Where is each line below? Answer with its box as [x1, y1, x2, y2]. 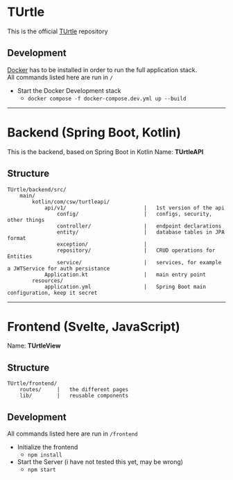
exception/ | [56, 241, 148, 248]
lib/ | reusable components [19, 393, 129, 400]
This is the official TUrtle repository [7, 27, 109, 35]
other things [7, 216, 45, 223]
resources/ [32, 277, 64, 284]
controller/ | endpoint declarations [56, 223, 222, 230]
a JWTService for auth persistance [7, 265, 110, 272]
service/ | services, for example [56, 259, 222, 266]
